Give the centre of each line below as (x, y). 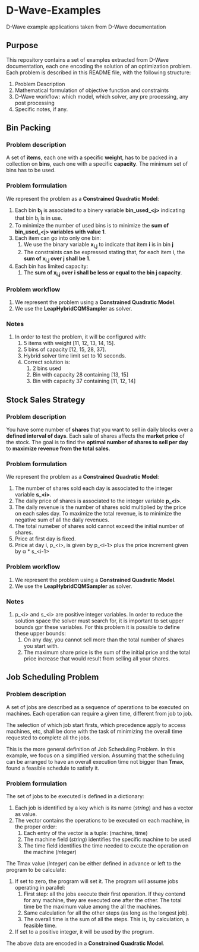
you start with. (41, 646)
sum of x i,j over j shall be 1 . (57, 259)
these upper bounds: (40, 633)
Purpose (22, 45)
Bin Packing (29, 128)
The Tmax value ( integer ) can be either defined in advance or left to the (94, 863)
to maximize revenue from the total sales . (58, 448)
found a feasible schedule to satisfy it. (53, 768)
